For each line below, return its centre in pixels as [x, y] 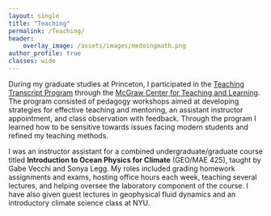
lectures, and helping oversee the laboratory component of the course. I [128, 185]
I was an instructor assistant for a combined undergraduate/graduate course [135, 151]
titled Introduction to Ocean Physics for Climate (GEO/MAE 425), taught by [135, 159]
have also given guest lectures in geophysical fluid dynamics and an [122, 194]
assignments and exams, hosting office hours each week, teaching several [133, 177]
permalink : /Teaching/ [47, 31]
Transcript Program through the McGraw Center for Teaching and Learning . [134, 92]
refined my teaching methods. [59, 135]
